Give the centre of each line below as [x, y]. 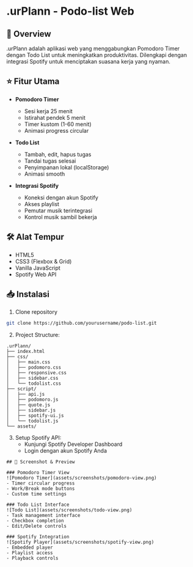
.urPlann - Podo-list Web [70, 11]
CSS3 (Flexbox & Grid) [43, 261]
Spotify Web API [36, 274]
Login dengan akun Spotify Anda [66, 451]
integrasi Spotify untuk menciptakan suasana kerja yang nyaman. [89, 61]
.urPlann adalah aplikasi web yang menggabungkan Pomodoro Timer [93, 48]
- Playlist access [30, 553]
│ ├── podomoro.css [34, 368]
